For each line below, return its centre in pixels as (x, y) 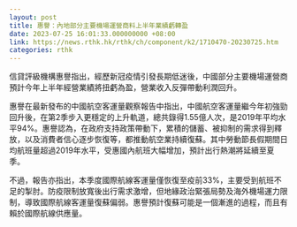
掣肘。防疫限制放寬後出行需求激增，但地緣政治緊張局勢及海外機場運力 (152, 192)
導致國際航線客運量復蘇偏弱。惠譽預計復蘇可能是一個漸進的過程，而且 (152, 202)
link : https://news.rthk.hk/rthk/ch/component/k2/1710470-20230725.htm (144, 42)
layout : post (33, 17)
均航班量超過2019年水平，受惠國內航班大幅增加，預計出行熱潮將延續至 (138, 150)
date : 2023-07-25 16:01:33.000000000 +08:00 (92, 34)
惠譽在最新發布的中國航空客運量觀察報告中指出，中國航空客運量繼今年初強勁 (148, 106)
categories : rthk (41, 50)
